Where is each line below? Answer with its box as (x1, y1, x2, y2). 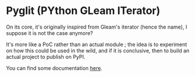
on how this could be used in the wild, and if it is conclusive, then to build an (6, 47, 190, 54)
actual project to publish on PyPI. (6, 53, 86, 60)
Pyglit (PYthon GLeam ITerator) (6, 4, 161, 17)
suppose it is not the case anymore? (6, 29, 93, 36)
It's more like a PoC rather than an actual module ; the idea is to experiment (6, 41, 187, 48)
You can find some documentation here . (6, 64, 103, 71)
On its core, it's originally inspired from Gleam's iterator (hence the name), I (6, 23, 187, 30)
